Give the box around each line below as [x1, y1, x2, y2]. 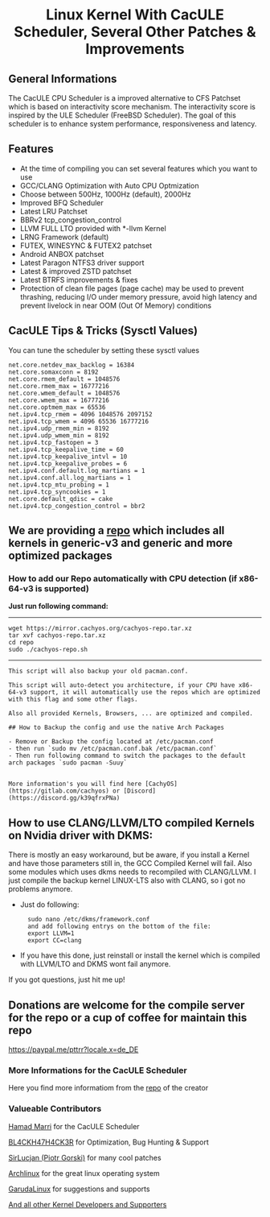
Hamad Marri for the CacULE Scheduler [8, 1121, 140, 1131]
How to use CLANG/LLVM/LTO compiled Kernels [8, 816, 256, 830]
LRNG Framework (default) [19, 232, 109, 242]
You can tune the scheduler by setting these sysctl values [8, 345, 199, 355]
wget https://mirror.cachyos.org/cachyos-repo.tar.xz [8, 624, 193, 633]
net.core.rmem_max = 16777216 [8, 382, 110, 390]
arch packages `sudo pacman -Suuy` [8, 759, 128, 767]
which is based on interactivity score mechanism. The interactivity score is [8, 102, 256, 111]
